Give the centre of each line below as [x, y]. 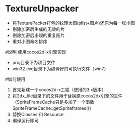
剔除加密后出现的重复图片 [38, 35]
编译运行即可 [25, 120]
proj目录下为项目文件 [34, 62]
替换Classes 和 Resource [38, 114]
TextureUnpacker [42, 9]
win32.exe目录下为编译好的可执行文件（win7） [60, 68]
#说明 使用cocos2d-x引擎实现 [35, 52]
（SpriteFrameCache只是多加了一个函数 [53, 102]
